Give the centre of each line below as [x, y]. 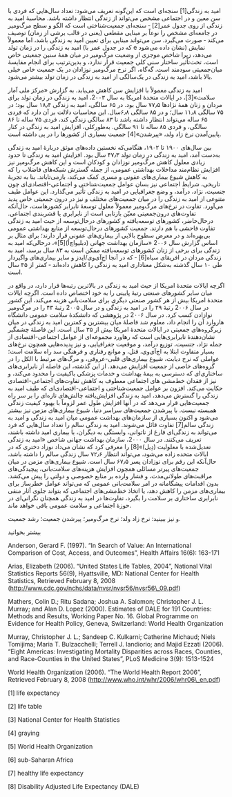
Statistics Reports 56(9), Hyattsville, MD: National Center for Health [104, 573]
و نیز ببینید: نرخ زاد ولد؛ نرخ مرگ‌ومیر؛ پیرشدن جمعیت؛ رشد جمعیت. [95, 519]
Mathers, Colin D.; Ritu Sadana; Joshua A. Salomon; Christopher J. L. [106, 601]
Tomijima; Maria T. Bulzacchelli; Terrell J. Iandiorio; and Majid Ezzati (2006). [116, 644]
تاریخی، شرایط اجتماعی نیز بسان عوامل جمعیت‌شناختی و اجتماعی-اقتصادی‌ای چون [114, 184]
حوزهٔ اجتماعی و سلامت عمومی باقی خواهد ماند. [70, 505]
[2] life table [25, 706]
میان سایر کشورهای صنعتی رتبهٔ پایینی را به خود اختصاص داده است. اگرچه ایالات [110, 293]
